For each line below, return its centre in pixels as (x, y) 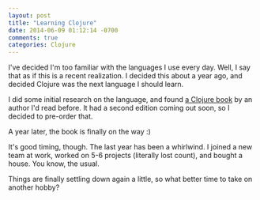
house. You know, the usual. (54, 164)
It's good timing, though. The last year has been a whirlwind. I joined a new (130, 147)
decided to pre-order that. (51, 116)
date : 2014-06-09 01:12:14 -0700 (63, 30)
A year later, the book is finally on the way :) (80, 132)
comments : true (33, 38)
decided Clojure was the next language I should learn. (96, 85)
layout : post (30, 15)
